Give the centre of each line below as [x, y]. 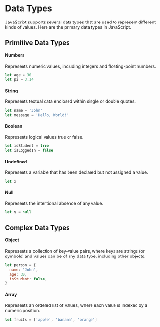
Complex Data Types [37, 227]
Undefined [16, 162]
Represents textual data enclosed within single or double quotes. [70, 101]
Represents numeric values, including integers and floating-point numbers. [80, 66]
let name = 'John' [24, 111]
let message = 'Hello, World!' [37, 115]
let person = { [21, 265]
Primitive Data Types [37, 43]
